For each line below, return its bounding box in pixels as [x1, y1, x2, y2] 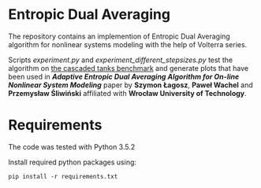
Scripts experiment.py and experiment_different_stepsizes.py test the [8, 55, 233, 65]
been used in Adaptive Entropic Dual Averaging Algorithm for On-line [8, 72, 240, 81]
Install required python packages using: [8, 157, 136, 167]
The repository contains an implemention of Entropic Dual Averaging [8, 31, 230, 41]
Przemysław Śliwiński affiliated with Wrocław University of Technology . [8, 88, 247, 98]
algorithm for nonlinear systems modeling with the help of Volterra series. [8, 39, 248, 49]
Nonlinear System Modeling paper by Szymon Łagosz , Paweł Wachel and [8, 80, 254, 90]
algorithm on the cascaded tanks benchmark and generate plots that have [8, 63, 249, 72]
